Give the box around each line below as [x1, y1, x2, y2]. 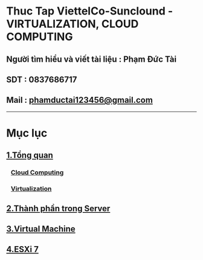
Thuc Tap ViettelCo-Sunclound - [6, 4, 173, 18]
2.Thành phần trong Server [6, 203, 111, 213]
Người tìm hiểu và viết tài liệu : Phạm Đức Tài [6, 54, 177, 64]
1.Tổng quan [6, 150, 53, 161]
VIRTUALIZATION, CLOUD [6, 17, 139, 31]
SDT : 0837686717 [6, 74, 77, 85]
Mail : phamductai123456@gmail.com [6, 95, 153, 105]
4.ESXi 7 [6, 244, 39, 255]
